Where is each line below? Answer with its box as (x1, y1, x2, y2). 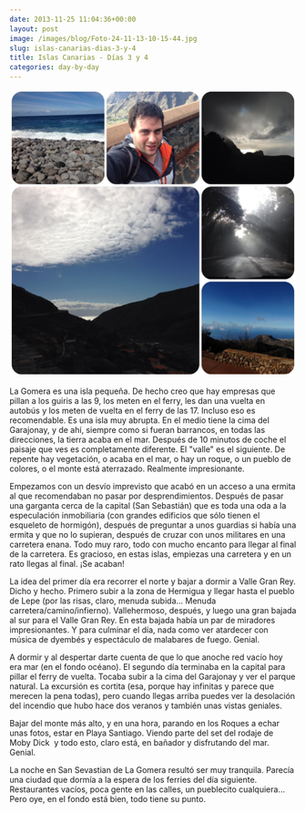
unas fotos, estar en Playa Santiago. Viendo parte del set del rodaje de (9, 727, 274, 738)
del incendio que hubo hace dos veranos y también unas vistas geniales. (9, 700, 282, 711)
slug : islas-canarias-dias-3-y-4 (9, 44, 137, 53)
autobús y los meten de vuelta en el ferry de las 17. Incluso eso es (9, 406, 256, 416)
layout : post (9, 24, 59, 34)
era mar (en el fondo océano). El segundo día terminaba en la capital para (9, 662, 286, 672)
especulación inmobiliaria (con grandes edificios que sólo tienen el (9, 510, 260, 520)
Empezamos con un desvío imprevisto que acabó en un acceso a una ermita (9, 481, 296, 491)
